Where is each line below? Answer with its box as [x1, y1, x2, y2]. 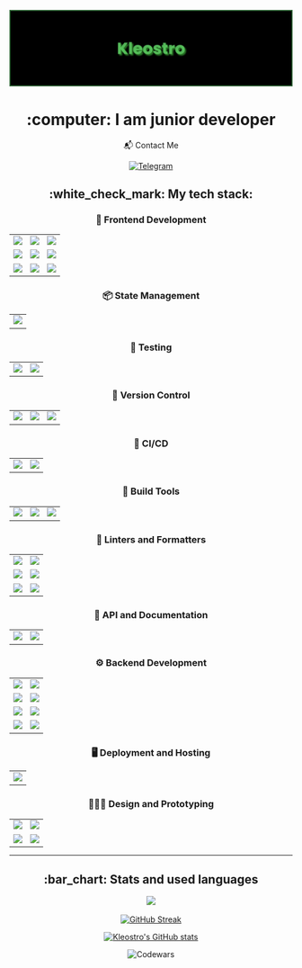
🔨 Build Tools [122, 485, 180, 497]
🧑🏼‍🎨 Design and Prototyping [88, 798, 214, 811]
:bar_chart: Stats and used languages [43, 872, 259, 887]
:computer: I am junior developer [26, 110, 276, 130]
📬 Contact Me [123, 139, 179, 150]
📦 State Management [102, 290, 200, 302]
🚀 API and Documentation [93, 608, 209, 621]
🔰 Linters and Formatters [95, 533, 207, 545]
